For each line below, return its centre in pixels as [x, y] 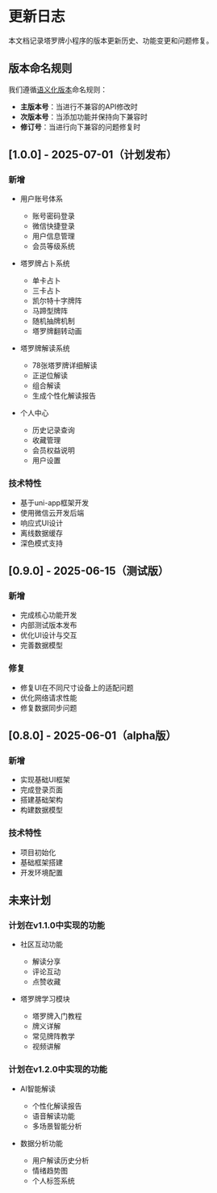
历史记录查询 [53, 430]
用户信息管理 [53, 236]
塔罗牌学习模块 [45, 999]
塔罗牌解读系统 [45, 348]
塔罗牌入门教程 [57, 1016]
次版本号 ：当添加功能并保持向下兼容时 [83, 116]
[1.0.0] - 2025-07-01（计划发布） [93, 155]
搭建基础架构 [41, 800]
